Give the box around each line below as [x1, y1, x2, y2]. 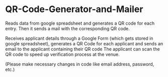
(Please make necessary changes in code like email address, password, [5, 61, 154, 67]
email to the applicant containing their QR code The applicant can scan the [5, 46, 160, 52]
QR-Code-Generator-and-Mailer [5, 4, 143, 15]
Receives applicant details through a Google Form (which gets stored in [5, 35, 153, 41]
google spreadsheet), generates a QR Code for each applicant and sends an [5, 40, 163, 46]
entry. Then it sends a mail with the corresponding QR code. [5, 25, 130, 31]
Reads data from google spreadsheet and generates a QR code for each [5, 20, 155, 26]
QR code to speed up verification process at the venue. [5, 51, 120, 57]
